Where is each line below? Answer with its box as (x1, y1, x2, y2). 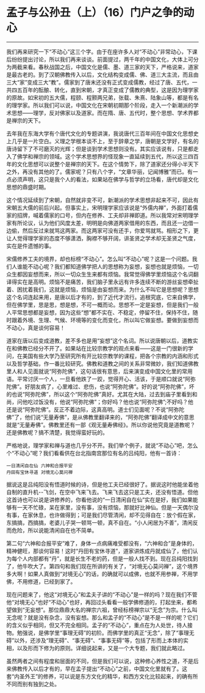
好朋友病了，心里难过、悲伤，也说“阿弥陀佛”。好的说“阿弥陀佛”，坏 (24, 383, 195, 390)
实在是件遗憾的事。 (6, 242, 55, 250)
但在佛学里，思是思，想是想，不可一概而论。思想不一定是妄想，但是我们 (6, 301, 188, 308)
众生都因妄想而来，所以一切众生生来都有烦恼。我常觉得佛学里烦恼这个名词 (6, 270, 193, 278)
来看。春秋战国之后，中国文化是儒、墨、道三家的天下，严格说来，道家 (22, 63, 199, 70)
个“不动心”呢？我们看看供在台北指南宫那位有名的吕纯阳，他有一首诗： (6, 449, 182, 456)
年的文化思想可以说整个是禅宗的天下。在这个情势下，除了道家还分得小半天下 (6, 160, 199, 168)
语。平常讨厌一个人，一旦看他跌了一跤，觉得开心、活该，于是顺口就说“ (6, 375, 185, 382)
